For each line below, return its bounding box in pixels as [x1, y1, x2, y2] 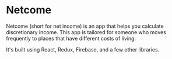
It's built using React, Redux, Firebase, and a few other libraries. [6, 46, 160, 53]
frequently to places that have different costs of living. [6, 35, 136, 42]
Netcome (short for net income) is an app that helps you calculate [6, 23, 164, 30]
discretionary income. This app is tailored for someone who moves [6, 28, 166, 35]
